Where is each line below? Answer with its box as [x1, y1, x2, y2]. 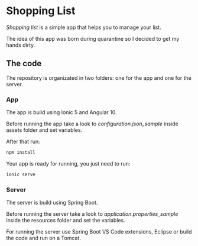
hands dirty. [6, 41, 35, 48]
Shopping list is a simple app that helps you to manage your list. [6, 24, 161, 31]
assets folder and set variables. [6, 127, 83, 134]
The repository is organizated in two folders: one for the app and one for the [6, 74, 192, 81]
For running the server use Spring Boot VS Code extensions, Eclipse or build [6, 228, 192, 235]
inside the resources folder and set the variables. [6, 217, 125, 224]
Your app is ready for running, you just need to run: [6, 160, 131, 167]
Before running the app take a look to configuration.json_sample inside [6, 120, 178, 128]
